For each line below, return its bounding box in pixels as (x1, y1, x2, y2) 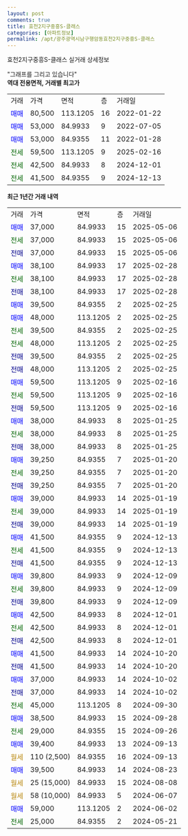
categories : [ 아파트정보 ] (7, 29, 74, 37)
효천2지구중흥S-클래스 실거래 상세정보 (7, 56, 110, 64)
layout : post (7, 10, 45, 17)
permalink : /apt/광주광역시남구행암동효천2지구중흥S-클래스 (7, 36, 155, 43)
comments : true (7, 17, 51, 23)
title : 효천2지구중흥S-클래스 (7, 23, 81, 30)
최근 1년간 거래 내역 (7, 192, 59, 201)
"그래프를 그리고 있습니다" (7, 70, 78, 79)
